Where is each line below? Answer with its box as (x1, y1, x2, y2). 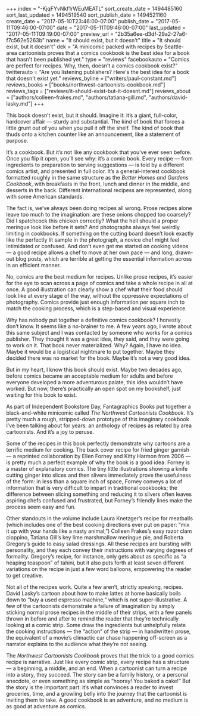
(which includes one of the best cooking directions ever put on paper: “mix (6, 521, 190, 528)
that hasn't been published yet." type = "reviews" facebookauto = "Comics (6, 56, 189, 63)
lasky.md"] (6, 100, 33, 107)
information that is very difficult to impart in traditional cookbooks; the (6, 484, 177, 491)
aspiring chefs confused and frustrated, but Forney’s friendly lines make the (6, 497, 192, 504)
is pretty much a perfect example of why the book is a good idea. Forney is (6, 459, 190, 466)
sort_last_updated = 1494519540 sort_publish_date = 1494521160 (6, 11, 167, 18)
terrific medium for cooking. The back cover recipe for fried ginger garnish (6, 446, 189, 453)
